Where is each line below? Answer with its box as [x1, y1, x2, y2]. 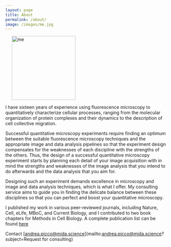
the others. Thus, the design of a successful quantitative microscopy [5, 152, 150, 159]
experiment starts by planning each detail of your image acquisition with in [5, 158, 162, 164]
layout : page [5, 7, 33, 13]
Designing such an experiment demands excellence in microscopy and [5, 178, 154, 185]
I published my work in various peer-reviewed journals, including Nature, [5, 205, 158, 211]
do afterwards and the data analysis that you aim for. [5, 168, 116, 174]
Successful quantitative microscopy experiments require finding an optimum [5, 130, 166, 137]
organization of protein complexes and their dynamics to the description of [5, 115, 162, 121]
